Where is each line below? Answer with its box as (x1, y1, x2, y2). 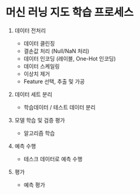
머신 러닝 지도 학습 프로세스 (5, 5, 134, 19)
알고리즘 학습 (23, 129, 55, 137)
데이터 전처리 (14, 27, 46, 34)
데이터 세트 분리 (14, 91, 52, 98)
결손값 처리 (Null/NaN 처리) (23, 47, 89, 55)
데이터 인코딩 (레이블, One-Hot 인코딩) (23, 55, 116, 62)
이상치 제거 (23, 70, 50, 77)
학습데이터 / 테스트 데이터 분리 (23, 103, 96, 111)
